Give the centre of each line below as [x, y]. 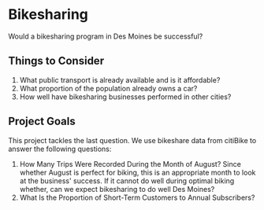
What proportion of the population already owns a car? [108, 88]
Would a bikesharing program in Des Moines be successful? [106, 36]
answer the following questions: [60, 149]
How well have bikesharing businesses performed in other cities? [125, 97]
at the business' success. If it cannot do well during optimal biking [127, 181]
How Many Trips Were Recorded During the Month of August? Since [130, 164]
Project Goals [42, 122]
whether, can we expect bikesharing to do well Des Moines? [117, 189]
